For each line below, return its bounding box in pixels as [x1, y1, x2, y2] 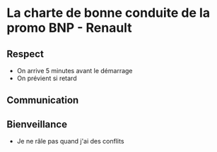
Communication [6, 94, 79, 106]
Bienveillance [6, 118, 68, 130]
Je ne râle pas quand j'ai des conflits [16, 137, 124, 146]
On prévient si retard [16, 74, 77, 82]
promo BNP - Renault [6, 20, 132, 36]
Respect [6, 48, 44, 60]
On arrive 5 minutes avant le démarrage [16, 67, 133, 75]
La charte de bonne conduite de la [6, 5, 210, 21]
